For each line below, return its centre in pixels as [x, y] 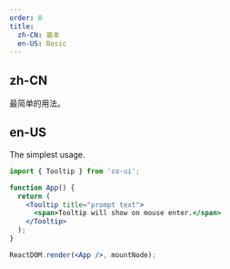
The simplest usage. [47, 154]
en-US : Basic [42, 43]
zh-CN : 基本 [39, 35]
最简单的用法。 [37, 103]
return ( [34, 196]
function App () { [42, 188]
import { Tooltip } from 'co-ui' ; [75, 171]
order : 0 [26, 18]
